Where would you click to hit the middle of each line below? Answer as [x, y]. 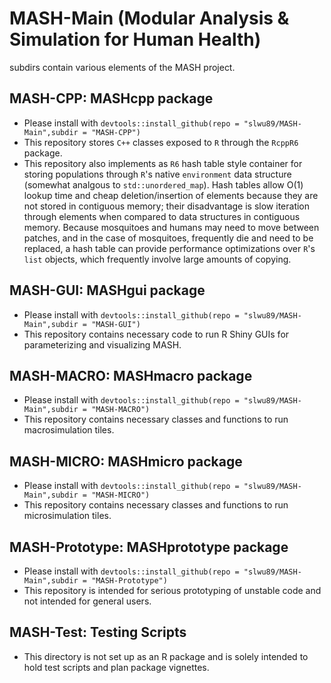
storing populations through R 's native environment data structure [157, 174]
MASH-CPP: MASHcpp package [111, 98]
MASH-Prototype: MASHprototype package [149, 547]
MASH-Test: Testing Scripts [98, 632]
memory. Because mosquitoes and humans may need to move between [171, 227]
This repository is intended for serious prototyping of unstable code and [172, 590]
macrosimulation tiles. [69, 430]
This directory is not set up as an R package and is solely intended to [166, 656]
